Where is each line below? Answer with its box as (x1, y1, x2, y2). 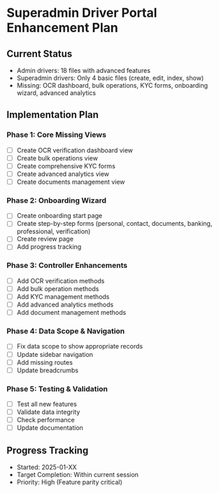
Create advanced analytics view (16, 170, 110, 178)
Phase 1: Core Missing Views (6, 130, 106, 140)
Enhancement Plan (6, 20, 118, 36)
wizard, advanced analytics (16, 89, 96, 97)
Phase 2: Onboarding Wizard (6, 195, 106, 205)
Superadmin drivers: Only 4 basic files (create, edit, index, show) (16, 74, 204, 82)
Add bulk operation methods (16, 284, 99, 292)
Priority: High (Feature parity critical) (16, 478, 123, 487)
